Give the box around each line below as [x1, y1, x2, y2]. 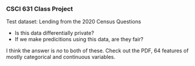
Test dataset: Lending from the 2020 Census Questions [6, 18, 141, 25]
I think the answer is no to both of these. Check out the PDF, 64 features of [6, 47, 189, 54]
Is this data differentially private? [14, 29, 95, 37]
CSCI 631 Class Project [6, 5, 73, 13]
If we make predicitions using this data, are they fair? [14, 36, 144, 43]
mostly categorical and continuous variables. [6, 54, 116, 61]
